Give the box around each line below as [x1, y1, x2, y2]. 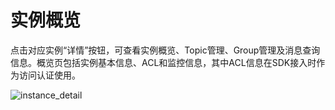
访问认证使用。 [18, 69, 81, 81]
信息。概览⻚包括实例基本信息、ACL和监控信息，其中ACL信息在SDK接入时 [10, 56, 317, 68]
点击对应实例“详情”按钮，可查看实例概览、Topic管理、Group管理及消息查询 [10, 44, 321, 56]
